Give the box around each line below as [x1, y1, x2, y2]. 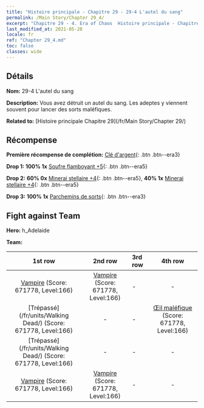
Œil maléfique [152, 304, 192, 312]
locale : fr [6, 32, 34, 38]
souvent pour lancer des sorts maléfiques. [6, 105, 112, 113]
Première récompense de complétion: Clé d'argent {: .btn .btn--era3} [6, 151, 180, 158]
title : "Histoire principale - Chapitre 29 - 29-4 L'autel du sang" [6, 9, 183, 15]
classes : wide [6, 49, 42, 55]
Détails [6, 71, 33, 82]
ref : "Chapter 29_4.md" [6, 37, 67, 43]
